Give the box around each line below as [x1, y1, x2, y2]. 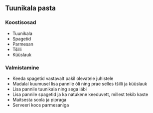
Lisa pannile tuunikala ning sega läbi [12, 86, 87, 92]
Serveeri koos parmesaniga [12, 102, 69, 108]
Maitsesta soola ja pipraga [12, 96, 67, 102]
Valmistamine [5, 64, 39, 71]
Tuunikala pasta [5, 4, 56, 12]
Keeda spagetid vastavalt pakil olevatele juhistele [12, 75, 114, 81]
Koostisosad [5, 19, 36, 26]
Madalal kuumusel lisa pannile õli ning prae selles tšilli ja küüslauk [12, 80, 148, 86]
